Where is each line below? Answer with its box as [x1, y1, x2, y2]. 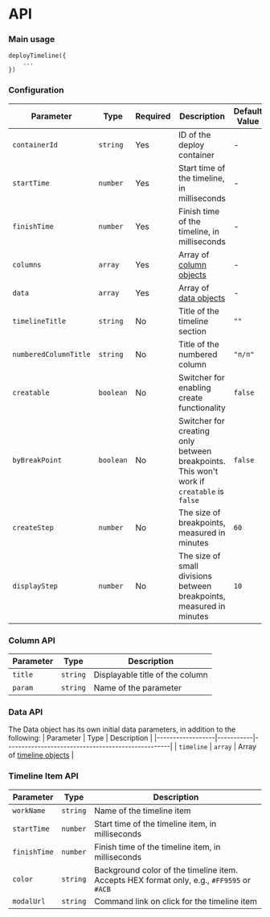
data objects [178, 292, 226, 303]
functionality [178, 402, 227, 413]
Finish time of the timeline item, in [93, 841, 221, 853]
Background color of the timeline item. [93, 864, 239, 875]
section [178, 326, 207, 337]
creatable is [178, 485, 225, 496]
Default [233, 106, 263, 117]
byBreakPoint [12, 455, 63, 464]
